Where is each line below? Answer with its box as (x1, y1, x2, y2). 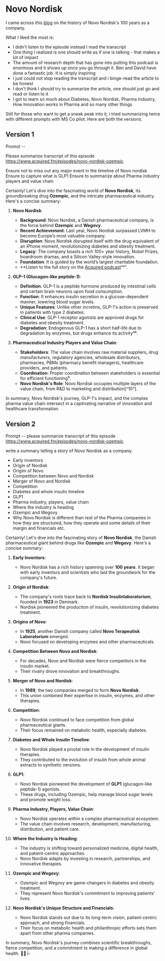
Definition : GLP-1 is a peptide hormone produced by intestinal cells (20, 283, 156, 289)
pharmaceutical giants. (20, 722, 67, 728)
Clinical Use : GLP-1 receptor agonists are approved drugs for (20, 314, 144, 320)
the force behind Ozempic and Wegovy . (20, 222, 102, 228)
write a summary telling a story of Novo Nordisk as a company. (5, 448, 133, 453)
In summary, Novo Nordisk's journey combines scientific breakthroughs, (5, 939, 152, 945)
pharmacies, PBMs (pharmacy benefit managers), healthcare (20, 360, 144, 366)
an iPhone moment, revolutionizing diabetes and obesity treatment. (20, 243, 156, 249)
